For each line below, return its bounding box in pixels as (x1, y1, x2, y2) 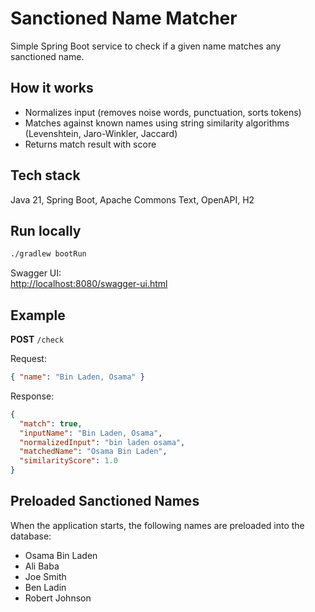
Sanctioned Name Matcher (10, 7, 238, 30)
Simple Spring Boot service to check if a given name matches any (10, 40, 282, 52)
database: (10, 530, 52, 542)
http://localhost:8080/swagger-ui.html (10, 278, 168, 290)
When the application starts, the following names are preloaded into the (10, 519, 305, 531)
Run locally (10, 222, 82, 239)
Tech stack (10, 167, 81, 184)
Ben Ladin (24, 581, 67, 593)
